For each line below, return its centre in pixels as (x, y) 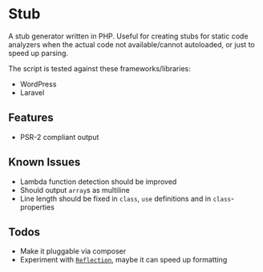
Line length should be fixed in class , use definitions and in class (125, 198)
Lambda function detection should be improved (98, 182)
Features (31, 118)
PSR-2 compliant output (59, 137)
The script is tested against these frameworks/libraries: (99, 68)
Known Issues (45, 162)
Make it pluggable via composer (73, 251)
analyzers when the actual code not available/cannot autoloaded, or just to (131, 44)
